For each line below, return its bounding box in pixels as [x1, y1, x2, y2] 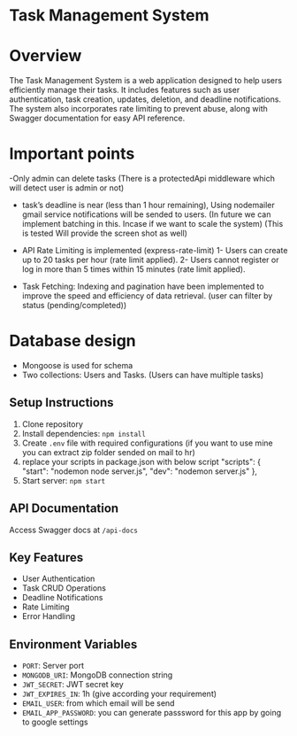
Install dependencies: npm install [21, 428, 146, 438]
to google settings [21, 717, 88, 727]
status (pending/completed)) [21, 300, 127, 311]
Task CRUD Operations [21, 583, 106, 593]
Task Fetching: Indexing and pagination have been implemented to [21, 281, 264, 292]
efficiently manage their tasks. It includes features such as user [9, 85, 240, 96]
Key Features [9, 550, 84, 565]
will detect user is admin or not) [9, 182, 125, 193]
